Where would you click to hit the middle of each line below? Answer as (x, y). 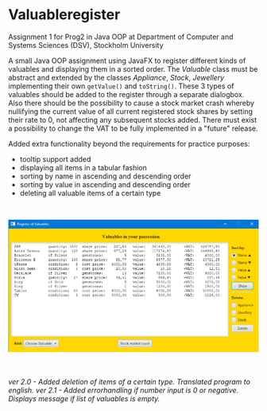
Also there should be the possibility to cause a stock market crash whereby (132, 103)
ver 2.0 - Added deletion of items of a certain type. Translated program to (129, 382)
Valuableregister (64, 15)
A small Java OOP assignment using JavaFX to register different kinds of (127, 61)
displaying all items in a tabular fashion (83, 167)
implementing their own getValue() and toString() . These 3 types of (121, 86)
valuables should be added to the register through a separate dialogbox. (126, 94)
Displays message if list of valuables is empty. (84, 398)
